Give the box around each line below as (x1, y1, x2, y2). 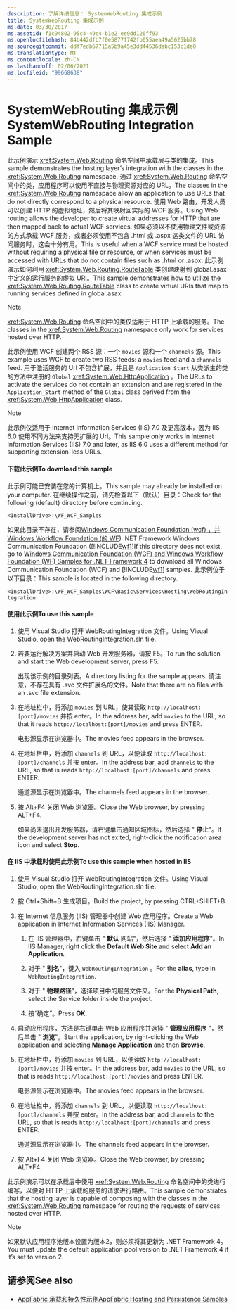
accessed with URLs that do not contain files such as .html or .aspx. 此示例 (7, 256, 223, 265)
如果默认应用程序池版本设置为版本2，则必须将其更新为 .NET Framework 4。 (7, 1238, 227, 1246)
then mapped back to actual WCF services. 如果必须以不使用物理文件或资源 (7, 222, 227, 231)
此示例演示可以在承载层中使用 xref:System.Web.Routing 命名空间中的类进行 (7, 1178, 226, 1186)
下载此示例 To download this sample (7, 465, 113, 473)
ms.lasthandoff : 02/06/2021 (7, 63, 90, 70)
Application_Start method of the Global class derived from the (7, 388, 191, 396)
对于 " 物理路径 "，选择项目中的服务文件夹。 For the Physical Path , (27, 986, 219, 996)
